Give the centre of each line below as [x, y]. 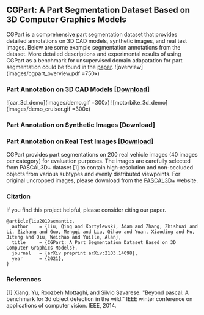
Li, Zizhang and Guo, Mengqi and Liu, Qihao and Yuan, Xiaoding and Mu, [101, 232]
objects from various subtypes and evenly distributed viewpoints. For [93, 174]
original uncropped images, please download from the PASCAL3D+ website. [102, 180]
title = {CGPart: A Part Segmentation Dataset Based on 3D [94, 242]
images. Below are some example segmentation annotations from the [93, 47]
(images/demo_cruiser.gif [38, 109]
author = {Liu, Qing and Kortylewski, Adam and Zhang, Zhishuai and [105, 226]
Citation [18, 196]
